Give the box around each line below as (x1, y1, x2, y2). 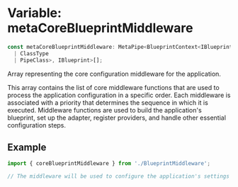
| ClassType (13, 50, 50, 57)
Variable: (7, 5, 62, 21)
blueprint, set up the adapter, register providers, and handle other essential (7, 113, 227, 122)
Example (7, 141, 47, 153)
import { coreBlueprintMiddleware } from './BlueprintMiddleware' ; (7, 160, 211, 167)
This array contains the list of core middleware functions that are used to (7, 83, 220, 91)
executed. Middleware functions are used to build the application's (7, 106, 202, 114)
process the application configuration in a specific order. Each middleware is (7, 91, 231, 99)
